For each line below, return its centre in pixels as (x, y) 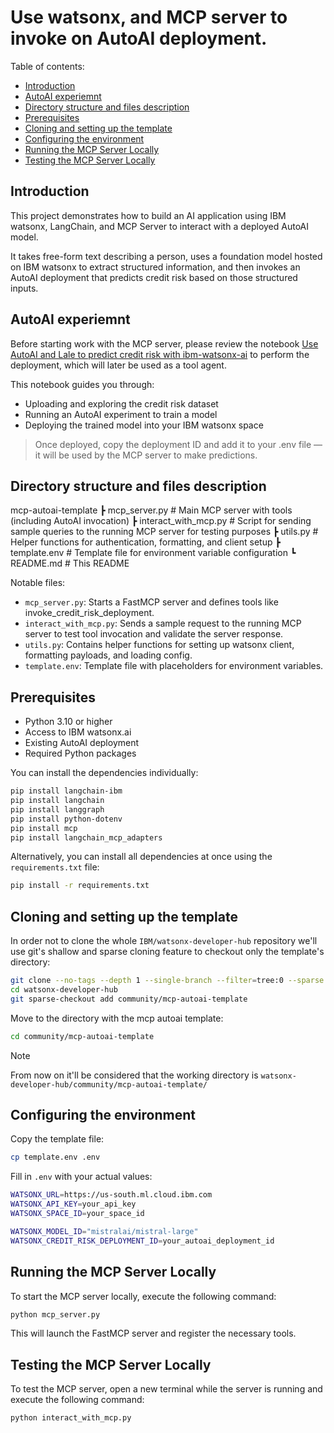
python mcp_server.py (55, 1314)
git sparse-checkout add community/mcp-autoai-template (129, 999)
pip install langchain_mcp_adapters (86, 837)
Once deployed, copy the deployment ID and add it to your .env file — (178, 444)
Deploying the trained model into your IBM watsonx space (144, 425)
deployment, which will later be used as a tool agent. (118, 365)
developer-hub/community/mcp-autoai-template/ (109, 1084)
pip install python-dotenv (66, 819)
